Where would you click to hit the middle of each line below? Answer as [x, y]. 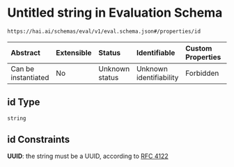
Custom [199, 48]
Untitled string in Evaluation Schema [115, 13]
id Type [24, 102]
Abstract [25, 52]
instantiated [30, 77]
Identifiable [156, 52]
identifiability [157, 77]
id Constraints [39, 140]
